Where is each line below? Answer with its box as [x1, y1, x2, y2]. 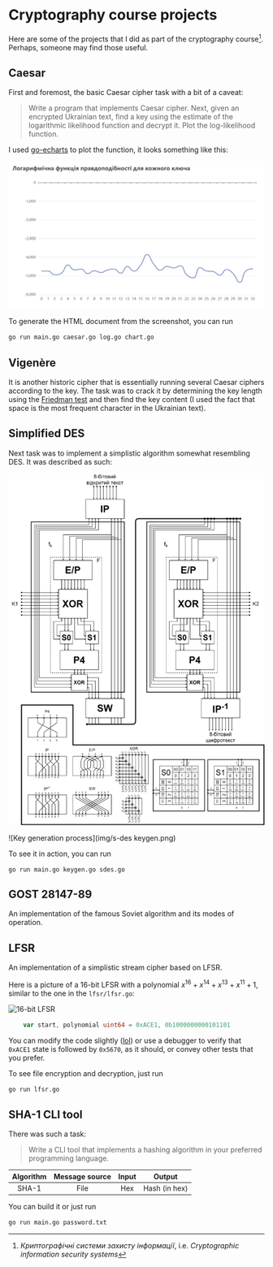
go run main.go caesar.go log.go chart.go [8, 333, 154, 342]
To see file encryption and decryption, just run [8, 1068, 164, 1078]
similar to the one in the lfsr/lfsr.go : [8, 988, 135, 998]
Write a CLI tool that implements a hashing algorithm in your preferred [28, 1145, 262, 1155]
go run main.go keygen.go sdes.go [8, 865, 126, 874]
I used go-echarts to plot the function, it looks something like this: [8, 145, 229, 155]
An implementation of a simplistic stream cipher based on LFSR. [8, 962, 223, 972]
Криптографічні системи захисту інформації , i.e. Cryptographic [19, 1240, 240, 1250]
